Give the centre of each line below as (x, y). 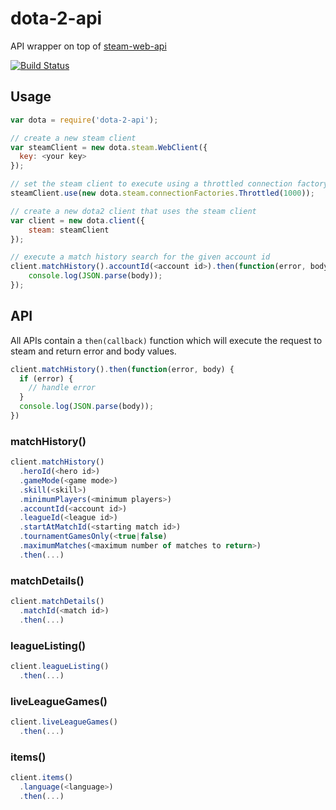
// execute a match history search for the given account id (140, 257)
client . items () (42, 778)
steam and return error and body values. (93, 351)
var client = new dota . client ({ (77, 220)
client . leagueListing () (60, 667)
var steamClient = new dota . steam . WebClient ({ (109, 147)
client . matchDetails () (57, 602)
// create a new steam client (73, 138)
